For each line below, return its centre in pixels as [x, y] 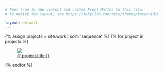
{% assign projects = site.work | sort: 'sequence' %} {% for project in [74, 36]
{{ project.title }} [33, 56]
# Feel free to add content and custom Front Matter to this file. [75, 9]
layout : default [21, 23]
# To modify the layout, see [34, 14]
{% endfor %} [19, 65]
